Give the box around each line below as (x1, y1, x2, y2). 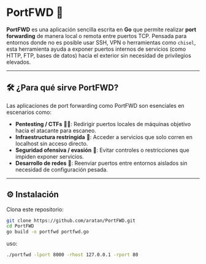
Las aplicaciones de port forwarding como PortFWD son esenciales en (6, 102, 185, 109)
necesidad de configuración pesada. (15, 165, 109, 173)
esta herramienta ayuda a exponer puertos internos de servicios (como (6, 45, 186, 53)
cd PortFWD (6, 223, 34, 229)
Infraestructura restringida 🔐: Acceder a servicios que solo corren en (15, 133, 193, 140)
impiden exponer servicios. (15, 153, 84, 160)
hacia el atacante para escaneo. (15, 127, 96, 134)
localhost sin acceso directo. (15, 140, 88, 147)
